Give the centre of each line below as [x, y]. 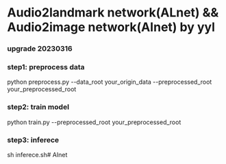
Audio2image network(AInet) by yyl [111, 27]
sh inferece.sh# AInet [37, 155]
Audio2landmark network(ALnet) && [113, 13]
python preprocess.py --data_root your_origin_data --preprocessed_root [110, 82]
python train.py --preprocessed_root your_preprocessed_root [94, 122]
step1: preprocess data [46, 67]
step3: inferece [33, 140]
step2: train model [38, 107]
